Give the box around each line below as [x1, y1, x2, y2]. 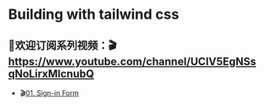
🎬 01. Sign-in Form [19, 89, 79, 97]
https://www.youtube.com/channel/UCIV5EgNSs [8, 55, 257, 68]
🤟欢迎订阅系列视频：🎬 [8, 38, 117, 52]
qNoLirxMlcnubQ [8, 67, 95, 80]
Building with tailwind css [8, 5, 180, 24]
